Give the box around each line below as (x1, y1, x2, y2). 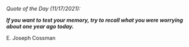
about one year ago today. (6, 23, 74, 30)
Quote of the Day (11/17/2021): (6, 5, 81, 12)
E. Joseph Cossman (6, 35, 56, 41)
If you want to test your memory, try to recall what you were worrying (6, 17, 184, 23)
